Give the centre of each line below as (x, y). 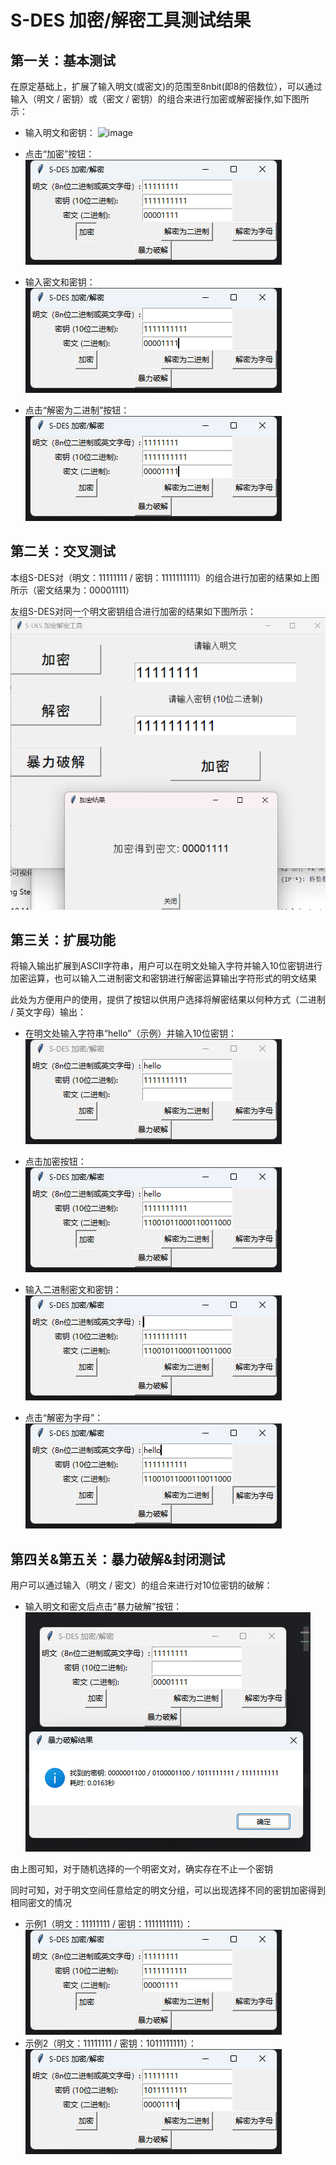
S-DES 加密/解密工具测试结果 (131, 20)
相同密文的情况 (41, 1903)
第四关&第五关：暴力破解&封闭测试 (118, 1559)
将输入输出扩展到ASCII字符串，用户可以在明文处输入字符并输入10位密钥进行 (166, 966)
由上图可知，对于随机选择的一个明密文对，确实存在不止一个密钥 (141, 1869)
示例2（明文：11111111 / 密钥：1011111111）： (110, 2043)
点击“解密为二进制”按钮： (77, 410)
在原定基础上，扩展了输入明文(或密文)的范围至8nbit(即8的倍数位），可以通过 (166, 86)
